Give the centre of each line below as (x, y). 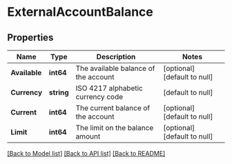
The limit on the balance (115, 128)
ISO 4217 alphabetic (109, 88)
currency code (99, 97)
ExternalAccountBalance (80, 12)
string (59, 92)
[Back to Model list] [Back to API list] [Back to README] (86, 153)
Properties (30, 38)
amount (88, 136)
